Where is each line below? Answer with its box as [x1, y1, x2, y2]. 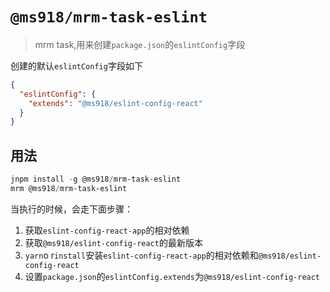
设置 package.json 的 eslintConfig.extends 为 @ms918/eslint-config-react [24, 270, 321, 282]
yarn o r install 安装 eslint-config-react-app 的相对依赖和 [24, 249, 259, 261]
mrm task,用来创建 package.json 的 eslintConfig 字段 [34, 38, 246, 50]
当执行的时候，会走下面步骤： [10, 203, 133, 215]
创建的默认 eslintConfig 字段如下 [10, 59, 143, 72]
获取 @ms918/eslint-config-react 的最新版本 [24, 236, 203, 248]
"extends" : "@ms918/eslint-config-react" [28, 98, 203, 108]
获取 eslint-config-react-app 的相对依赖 [24, 224, 190, 236]
